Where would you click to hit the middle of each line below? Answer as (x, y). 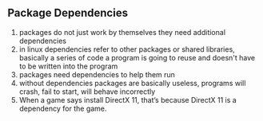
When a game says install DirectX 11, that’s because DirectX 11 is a (128, 100)
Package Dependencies (68, 13)
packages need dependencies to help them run (97, 74)
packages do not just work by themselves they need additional (122, 32)
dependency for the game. (63, 108)
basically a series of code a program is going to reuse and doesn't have (137, 57)
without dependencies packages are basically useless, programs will (132, 83)
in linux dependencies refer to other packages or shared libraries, (127, 49)
